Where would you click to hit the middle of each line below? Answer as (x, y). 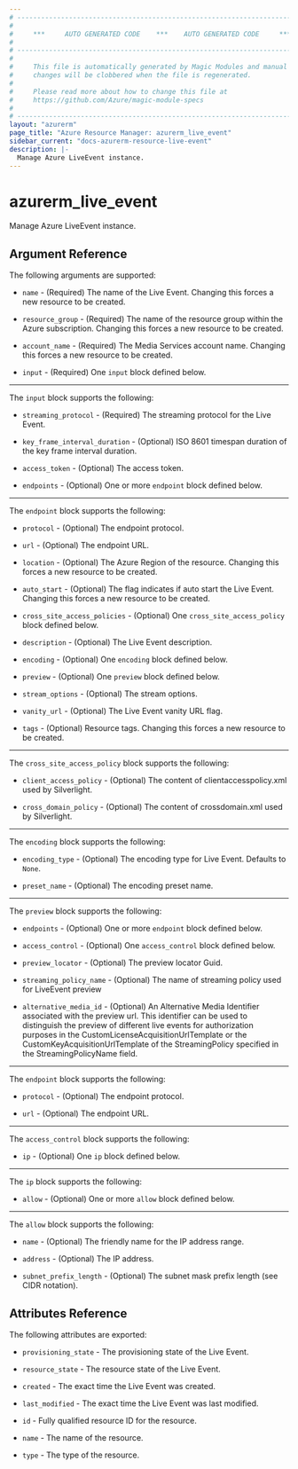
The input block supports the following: (82, 398)
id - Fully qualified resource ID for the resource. (109, 1421)
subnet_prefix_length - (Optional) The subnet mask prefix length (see (150, 1276)
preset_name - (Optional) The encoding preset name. (118, 886)
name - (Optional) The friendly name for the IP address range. (133, 1242)
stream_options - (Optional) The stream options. (110, 694)
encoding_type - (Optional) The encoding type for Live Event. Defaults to (154, 859)
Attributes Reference (68, 1313)
